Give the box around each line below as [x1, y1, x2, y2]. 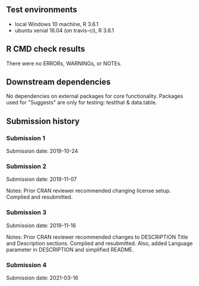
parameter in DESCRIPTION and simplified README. [6, 246, 134, 253]
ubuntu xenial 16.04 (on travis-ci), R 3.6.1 [14, 27, 115, 34]
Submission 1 [6, 134, 46, 142]
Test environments [6, 5, 77, 15]
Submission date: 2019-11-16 [6, 222, 76, 229]
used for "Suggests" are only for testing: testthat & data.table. [6, 99, 157, 106]
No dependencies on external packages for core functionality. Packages [6, 93, 184, 100]
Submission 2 [6, 163, 46, 171]
